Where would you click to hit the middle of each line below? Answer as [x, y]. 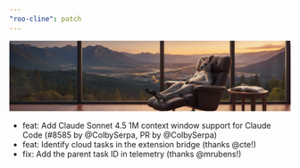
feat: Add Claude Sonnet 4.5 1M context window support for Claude [146, 125]
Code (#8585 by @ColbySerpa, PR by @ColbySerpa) [119, 135]
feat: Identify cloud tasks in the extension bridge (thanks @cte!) [139, 144]
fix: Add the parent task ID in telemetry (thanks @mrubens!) [132, 154]
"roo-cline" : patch [46, 19]
